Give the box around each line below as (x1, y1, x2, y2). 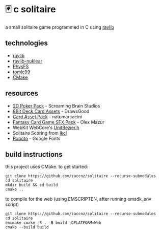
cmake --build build (5, 225, 49, 230)
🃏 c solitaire (5, 4, 56, 15)
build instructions (5, 150, 63, 159)
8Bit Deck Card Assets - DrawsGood (12, 108, 90, 114)
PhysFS (12, 63, 29, 69)
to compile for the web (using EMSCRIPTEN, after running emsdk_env (5, 196, 152, 202)
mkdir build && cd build (5, 182, 58, 188)
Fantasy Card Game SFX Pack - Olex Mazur (12, 119, 104, 125)
